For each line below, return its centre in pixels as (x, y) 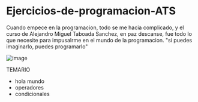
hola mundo (30, 81)
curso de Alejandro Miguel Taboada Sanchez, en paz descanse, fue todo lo (99, 33)
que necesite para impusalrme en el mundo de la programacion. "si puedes (99, 40)
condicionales (32, 94)
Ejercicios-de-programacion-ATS (91, 11)
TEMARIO (18, 69)
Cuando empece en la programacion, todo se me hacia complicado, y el (95, 27)
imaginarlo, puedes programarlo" (47, 47)
